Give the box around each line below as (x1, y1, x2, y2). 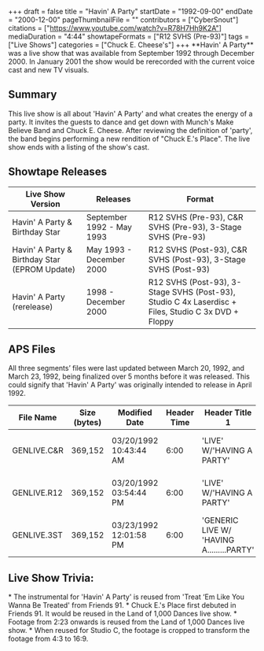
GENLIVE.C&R (12, 445, 64, 456)
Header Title (203, 407, 252, 418)
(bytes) (73, 417, 102, 428)
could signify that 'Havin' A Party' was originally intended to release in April (8, 380, 252, 390)
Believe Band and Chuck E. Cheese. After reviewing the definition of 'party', (8, 125, 253, 135)
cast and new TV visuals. (8, 65, 90, 74)
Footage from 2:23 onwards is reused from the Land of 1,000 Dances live (8, 617, 245, 627)
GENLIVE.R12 (12, 487, 63, 498)
